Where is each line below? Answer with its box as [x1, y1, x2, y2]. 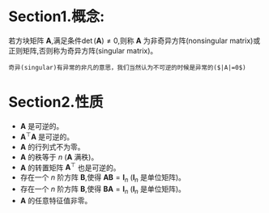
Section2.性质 [8, 93, 104, 112]
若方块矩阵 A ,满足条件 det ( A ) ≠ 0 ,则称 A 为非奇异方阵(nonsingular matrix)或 [8, 36, 261, 45]
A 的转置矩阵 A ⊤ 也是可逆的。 [19, 161, 121, 173]
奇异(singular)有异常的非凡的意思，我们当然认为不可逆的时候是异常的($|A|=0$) [8, 63, 246, 71]
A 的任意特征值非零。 [19, 195, 92, 205]
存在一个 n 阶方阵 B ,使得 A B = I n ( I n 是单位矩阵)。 [19, 173, 186, 184]
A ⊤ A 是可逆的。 [19, 130, 75, 142]
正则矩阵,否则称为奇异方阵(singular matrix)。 [8, 45, 158, 55]
